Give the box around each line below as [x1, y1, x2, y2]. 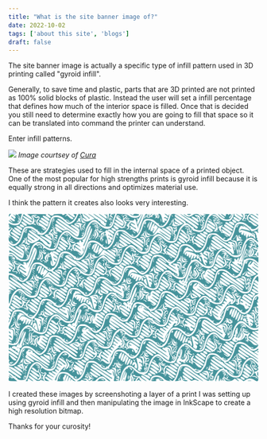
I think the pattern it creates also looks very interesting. [8, 198, 189, 208]
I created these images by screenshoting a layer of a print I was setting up [8, 390, 251, 399]
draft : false [8, 38, 52, 46]
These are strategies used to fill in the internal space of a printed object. [8, 165, 245, 175]
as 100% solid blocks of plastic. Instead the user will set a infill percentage [8, 93, 252, 103]
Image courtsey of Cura [17, 150, 97, 160]
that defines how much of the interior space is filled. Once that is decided [8, 102, 249, 111]
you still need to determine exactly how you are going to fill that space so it [8, 110, 254, 119]
